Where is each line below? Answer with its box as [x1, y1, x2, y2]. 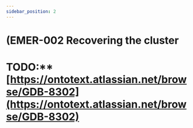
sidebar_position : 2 [6, 8, 57, 15]
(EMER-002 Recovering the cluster [6, 33, 180, 47]
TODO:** [6, 61, 54, 74]
